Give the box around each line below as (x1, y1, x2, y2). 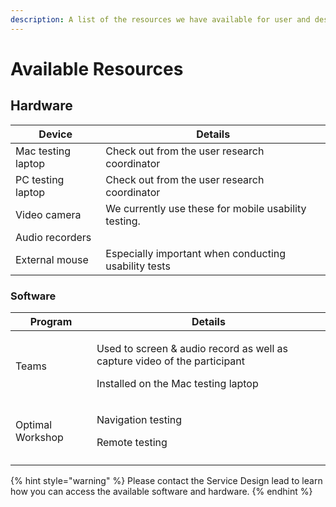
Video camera (15, 207, 82, 221)
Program (29, 314, 73, 328)
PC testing (15, 172, 65, 186)
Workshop (15, 430, 64, 444)
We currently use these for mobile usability (105, 201, 307, 215)
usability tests (105, 259, 171, 273)
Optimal (15, 417, 53, 431)
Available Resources (10, 57, 184, 80)
